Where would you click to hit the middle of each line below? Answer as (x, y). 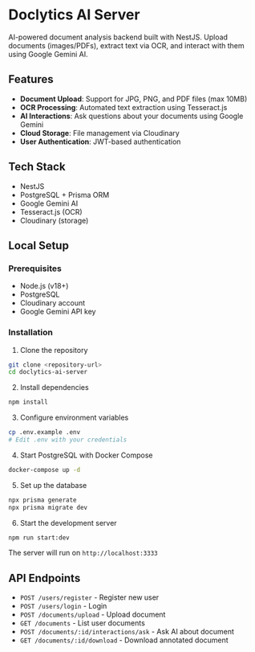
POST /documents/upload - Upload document (93, 615)
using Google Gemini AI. (48, 54)
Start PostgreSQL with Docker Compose (86, 455)
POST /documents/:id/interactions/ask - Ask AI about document (127, 632)
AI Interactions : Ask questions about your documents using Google (132, 116)
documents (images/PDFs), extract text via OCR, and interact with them (126, 45)
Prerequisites (35, 269)
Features (31, 79)
